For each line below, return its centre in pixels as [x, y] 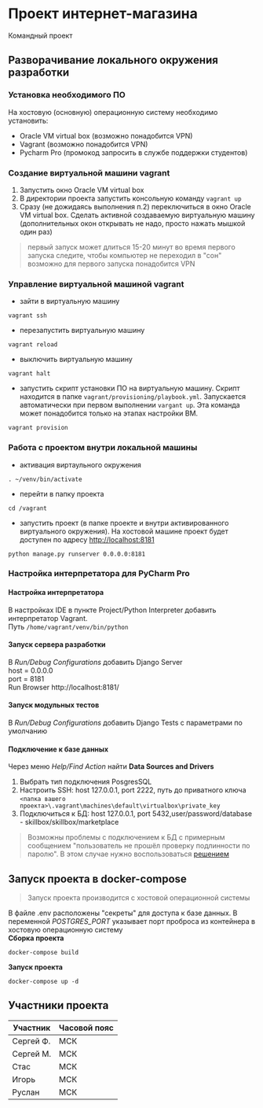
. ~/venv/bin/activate [45, 479]
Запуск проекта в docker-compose [97, 879]
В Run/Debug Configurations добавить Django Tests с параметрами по [126, 723]
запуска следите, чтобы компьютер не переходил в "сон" [124, 255]
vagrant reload [33, 345]
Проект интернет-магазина [103, 14]
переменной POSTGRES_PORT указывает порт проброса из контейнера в [132, 921]
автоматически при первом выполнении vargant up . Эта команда [130, 405]
